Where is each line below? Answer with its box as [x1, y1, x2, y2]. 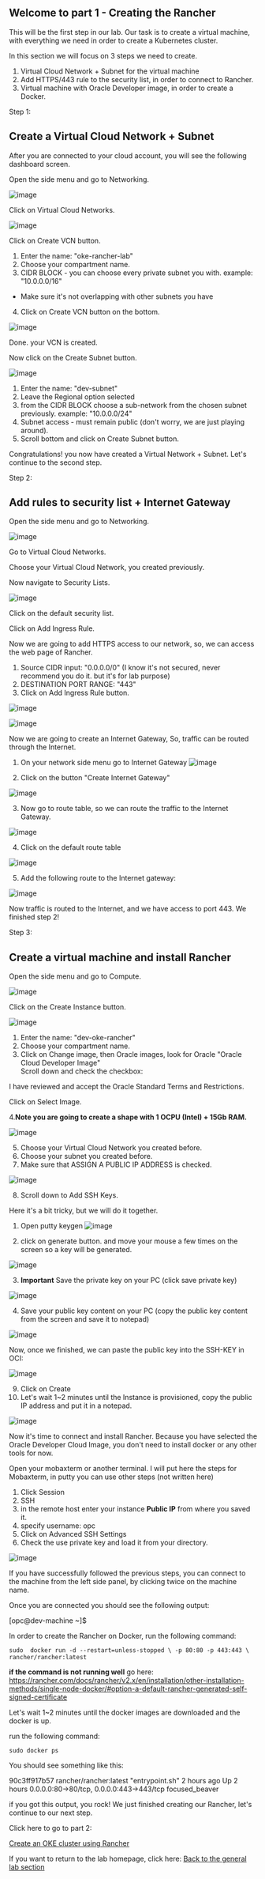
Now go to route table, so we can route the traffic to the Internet [20, 804, 229, 813]
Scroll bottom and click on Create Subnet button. [20, 434, 180, 443]
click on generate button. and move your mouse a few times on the [20, 1236, 239, 1246]
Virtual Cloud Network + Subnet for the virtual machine [20, 66, 200, 76]
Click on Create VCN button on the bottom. [20, 307, 160, 316]
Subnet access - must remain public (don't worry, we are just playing [20, 417, 245, 426]
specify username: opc [20, 1521, 96, 1530]
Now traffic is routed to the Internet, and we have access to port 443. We [9, 904, 247, 914]
